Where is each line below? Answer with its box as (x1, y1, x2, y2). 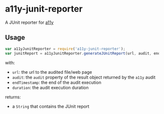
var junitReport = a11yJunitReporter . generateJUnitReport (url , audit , (5, 51, 152, 56)
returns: (5, 94, 21, 100)
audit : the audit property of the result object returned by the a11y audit (12, 74, 156, 80)
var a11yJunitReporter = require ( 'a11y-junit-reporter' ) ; (5, 46, 125, 51)
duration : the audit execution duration (12, 84, 89, 90)
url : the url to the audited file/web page (12, 69, 92, 75)
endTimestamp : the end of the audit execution (12, 79, 102, 85)
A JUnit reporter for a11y (5, 19, 54, 25)
